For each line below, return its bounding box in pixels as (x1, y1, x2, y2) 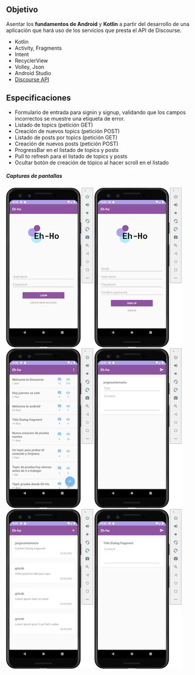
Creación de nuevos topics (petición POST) (14, 127, 120, 135)
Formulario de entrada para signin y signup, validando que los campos (14, 109, 186, 116)
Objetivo (6, 5, 38, 15)
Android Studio (14, 69, 51, 76)
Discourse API (14, 76, 49, 83)
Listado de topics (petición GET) (14, 121, 93, 128)
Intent (14, 50, 29, 58)
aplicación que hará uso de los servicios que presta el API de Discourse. (6, 27, 181, 34)
